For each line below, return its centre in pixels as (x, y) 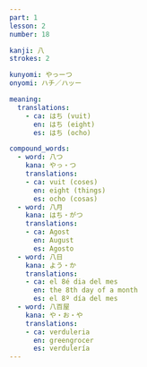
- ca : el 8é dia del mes (72, 282)
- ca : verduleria (58, 332)
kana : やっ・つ (51, 166)
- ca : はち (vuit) (58, 116)
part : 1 (24, 17)
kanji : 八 (27, 50)
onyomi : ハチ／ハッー (46, 83)
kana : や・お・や (54, 315)
